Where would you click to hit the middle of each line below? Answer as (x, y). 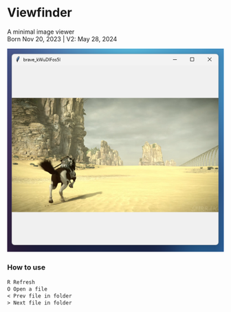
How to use (26, 267)
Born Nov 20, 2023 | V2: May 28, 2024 (62, 38)
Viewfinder (40, 13)
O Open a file (27, 289)
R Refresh (21, 282)
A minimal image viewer (41, 32)
